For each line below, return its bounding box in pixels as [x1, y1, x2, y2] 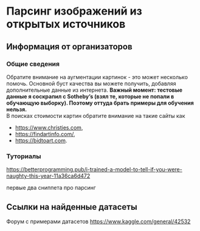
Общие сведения [6, 60, 60, 68]
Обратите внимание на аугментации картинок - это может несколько [6, 73, 188, 80]
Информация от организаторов [6, 41, 133, 52]
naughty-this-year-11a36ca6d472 [6, 172, 91, 180]
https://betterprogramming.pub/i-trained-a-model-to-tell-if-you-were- [6, 166, 182, 173]
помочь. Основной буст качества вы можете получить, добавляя [6, 80, 176, 87]
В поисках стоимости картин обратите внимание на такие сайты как [6, 112, 185, 119]
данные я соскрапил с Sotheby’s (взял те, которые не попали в [6, 92, 174, 100]
